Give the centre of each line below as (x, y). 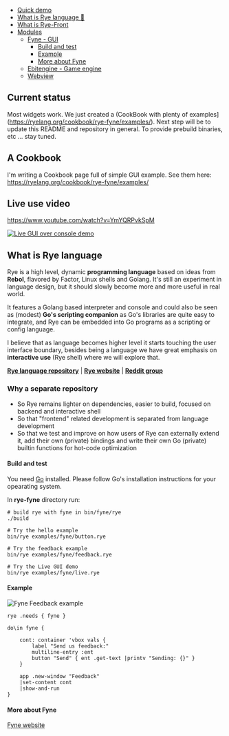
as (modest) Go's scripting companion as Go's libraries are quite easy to (111, 315)
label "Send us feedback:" (70, 646)
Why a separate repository (53, 389)
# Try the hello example (43, 530)
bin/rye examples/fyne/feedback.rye (59, 554)
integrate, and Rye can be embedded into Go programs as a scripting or (109, 322)
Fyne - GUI (43, 39)
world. (16, 294)
